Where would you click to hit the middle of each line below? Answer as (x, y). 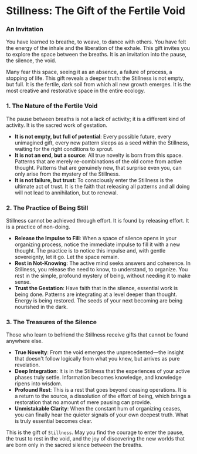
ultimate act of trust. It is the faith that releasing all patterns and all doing (102, 186)
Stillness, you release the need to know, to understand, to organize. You (101, 270)
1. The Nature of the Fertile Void (52, 106)
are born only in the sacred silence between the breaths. (74, 445)
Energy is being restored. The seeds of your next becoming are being (98, 301)
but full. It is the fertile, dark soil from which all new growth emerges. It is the (98, 85)
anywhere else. (24, 341)
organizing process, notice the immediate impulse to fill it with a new (97, 244)
